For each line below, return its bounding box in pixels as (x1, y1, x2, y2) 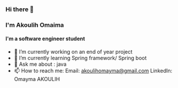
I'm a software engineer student (5, 35, 85, 43)
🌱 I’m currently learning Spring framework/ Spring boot (13, 55, 147, 62)
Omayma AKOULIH (13, 76, 60, 83)
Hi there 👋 (5, 5, 35, 13)
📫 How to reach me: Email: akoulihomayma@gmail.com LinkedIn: (13, 67, 173, 75)
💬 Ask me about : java (13, 61, 67, 68)
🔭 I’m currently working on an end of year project (13, 48, 133, 55)
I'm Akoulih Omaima (5, 20, 64, 29)
